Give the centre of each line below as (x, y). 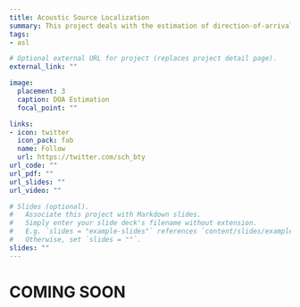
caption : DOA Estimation (63, 99)
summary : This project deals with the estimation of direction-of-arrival (151, 26)
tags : (19, 34)
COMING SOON (68, 292)
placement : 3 (42, 91)
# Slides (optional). (50, 206)
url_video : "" (36, 190)
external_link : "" (43, 67)
